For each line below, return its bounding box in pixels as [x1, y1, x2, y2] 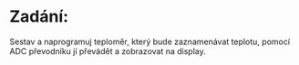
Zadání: [9, 6, 69, 27]
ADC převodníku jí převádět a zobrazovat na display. [9, 45, 207, 56]
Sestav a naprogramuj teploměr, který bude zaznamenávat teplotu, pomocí [9, 36, 290, 47]
